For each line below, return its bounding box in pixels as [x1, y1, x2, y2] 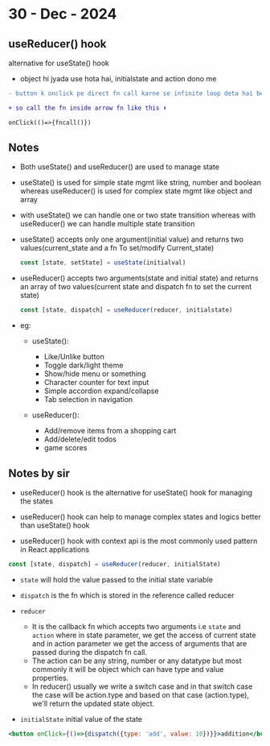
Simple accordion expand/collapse [43, 386, 159, 396]
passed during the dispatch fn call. [31, 647, 147, 657]
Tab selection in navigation [43, 395, 133, 404]
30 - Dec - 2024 [8, 5, 117, 23]
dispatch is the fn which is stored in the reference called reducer [19, 590, 235, 600]
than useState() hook [19, 520, 90, 530]
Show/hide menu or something [43, 369, 146, 379]
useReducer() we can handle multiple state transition [19, 219, 195, 229]
